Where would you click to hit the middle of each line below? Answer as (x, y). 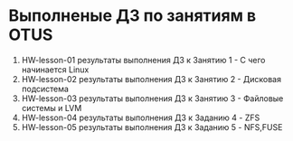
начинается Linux (55, 70)
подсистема (45, 89)
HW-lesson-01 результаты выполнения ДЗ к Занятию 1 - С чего (143, 60)
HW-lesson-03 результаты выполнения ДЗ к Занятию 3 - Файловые (152, 98)
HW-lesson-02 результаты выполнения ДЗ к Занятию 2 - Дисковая (151, 79)
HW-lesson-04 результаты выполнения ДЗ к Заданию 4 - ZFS (141, 117)
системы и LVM (52, 108)
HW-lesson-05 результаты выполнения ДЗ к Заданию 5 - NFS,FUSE (152, 127)
